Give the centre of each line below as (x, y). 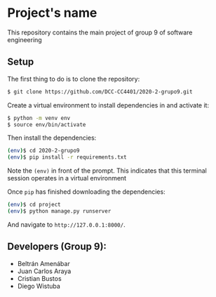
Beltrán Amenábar (43, 263)
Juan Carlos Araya (44, 271)
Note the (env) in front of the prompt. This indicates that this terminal (107, 171)
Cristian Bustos (39, 278)
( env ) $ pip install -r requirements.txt (67, 157)
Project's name (52, 13)
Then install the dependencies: (52, 138)
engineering (25, 39)
